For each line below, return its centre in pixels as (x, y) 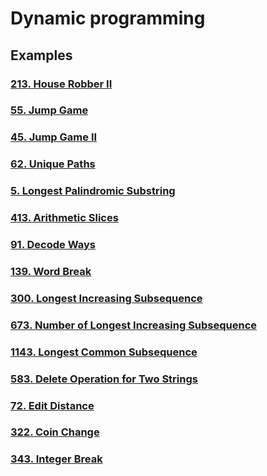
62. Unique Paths (53, 164)
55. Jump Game (49, 110)
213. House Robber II (61, 84)
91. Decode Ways (53, 245)
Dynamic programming (108, 18)
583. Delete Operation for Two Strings (104, 379)
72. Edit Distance (52, 405)
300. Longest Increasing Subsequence (106, 298)
